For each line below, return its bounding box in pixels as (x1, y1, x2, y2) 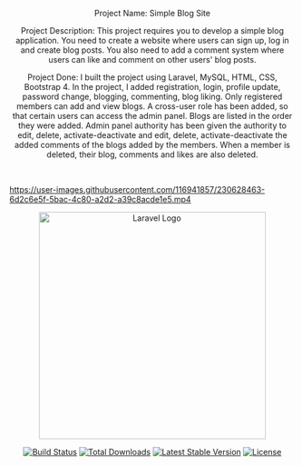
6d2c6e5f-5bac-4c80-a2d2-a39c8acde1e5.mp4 (9, 194, 192, 204)
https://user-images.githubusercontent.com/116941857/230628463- (9, 184, 266, 194)
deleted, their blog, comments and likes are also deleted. (46, 149, 258, 160)
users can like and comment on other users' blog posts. (48, 55, 257, 64)
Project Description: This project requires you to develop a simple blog (21, 25, 284, 35)
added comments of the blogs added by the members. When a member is (15, 140, 290, 150)
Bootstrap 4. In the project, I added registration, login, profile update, (24, 82, 281, 92)
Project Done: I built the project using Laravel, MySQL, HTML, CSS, (26, 72, 278, 83)
